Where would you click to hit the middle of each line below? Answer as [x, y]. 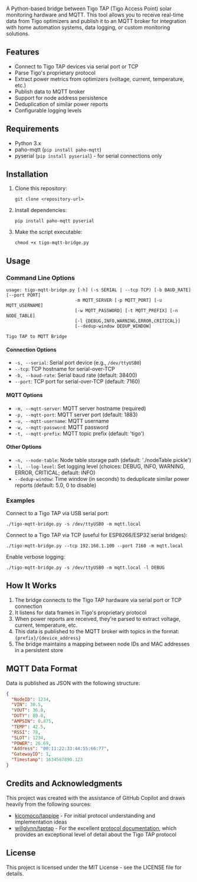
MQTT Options [24, 395]
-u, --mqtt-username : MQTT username [62, 421]
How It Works [32, 586]
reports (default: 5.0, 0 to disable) [55, 485]
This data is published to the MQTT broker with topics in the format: [97, 631]
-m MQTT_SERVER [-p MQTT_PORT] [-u [118, 301]
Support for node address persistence [61, 97]
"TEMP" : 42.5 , [29, 727]
